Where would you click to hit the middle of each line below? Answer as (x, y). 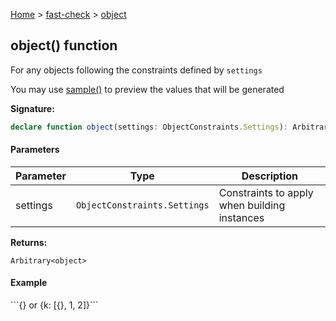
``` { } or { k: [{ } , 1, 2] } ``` (54, 305)
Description (270, 176)
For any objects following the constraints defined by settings (136, 70)
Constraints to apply (266, 192)
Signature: (32, 108)
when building (252, 205)
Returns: (29, 242)
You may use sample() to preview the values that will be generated (147, 89)
